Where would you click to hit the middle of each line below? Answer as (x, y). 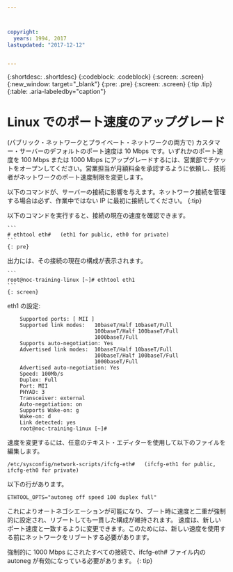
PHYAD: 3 (32, 392)
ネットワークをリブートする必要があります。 (89, 537)
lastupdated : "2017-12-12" (46, 45)
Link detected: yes (48, 423)
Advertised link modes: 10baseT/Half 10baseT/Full (96, 350)
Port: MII (34, 386)
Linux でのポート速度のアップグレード (116, 122)
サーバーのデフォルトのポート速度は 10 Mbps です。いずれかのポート (118, 151)
